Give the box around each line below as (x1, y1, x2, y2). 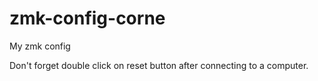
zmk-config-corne (9, 7, 166, 30)
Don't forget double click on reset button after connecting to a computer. (9, 59, 309, 71)
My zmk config (9, 40, 71, 52)
